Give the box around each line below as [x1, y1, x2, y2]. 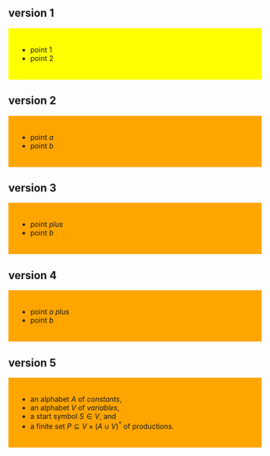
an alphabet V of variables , [30, 403, 121, 413]
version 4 [8, 269, 57, 282]
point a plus [30, 307, 70, 317]
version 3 [8, 181, 57, 195]
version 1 [8, 6, 55, 20]
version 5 [8, 355, 56, 369]
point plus [30, 220, 63, 229]
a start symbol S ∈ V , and [30, 412, 117, 421]
